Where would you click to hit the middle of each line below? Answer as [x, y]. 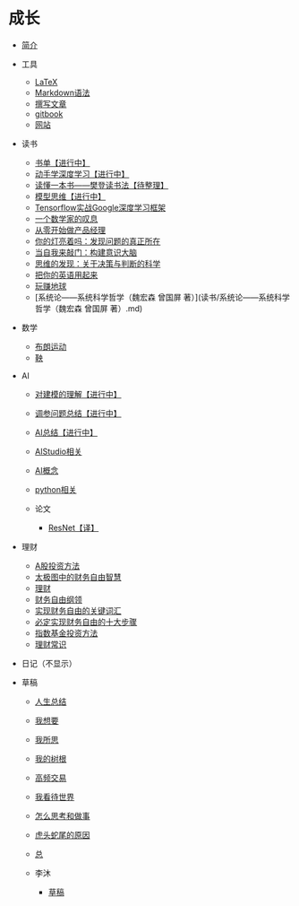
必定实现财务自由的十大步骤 [86, 622]
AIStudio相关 [58, 451]
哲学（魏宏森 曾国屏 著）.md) [89, 308]
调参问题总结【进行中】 [78, 413]
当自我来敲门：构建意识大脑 [86, 252]
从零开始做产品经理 [70, 230]
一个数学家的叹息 [66, 218]
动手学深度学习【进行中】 [82, 174]
